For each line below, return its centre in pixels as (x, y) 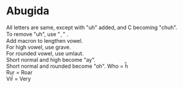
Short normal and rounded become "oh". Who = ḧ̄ (67, 66)
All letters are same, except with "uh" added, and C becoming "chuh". (92, 27)
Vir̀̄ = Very (18, 78)
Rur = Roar (19, 72)
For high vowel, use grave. (39, 47)
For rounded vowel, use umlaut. (45, 53)
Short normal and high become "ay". (51, 59)
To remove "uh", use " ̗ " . (37, 34)
